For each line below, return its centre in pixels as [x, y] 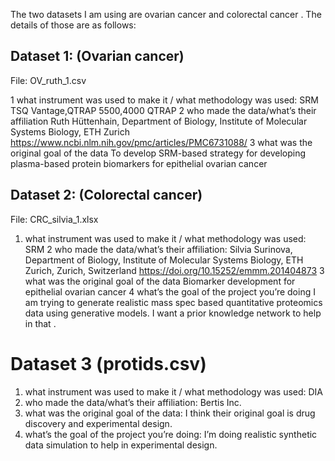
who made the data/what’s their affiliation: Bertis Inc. [133, 402]
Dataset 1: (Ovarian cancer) [97, 56]
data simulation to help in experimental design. [121, 445]
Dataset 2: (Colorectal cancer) [106, 195]
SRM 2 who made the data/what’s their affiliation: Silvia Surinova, [158, 249]
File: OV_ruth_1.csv [48, 80]
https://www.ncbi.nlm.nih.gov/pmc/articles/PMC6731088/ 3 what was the [161, 142]
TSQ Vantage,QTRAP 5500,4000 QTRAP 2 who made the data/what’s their [163, 110]
